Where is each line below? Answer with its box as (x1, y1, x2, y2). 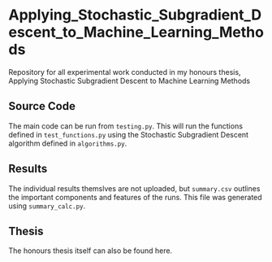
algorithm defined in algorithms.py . (8, 138, 127, 148)
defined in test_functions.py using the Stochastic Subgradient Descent (8, 129, 249, 139)
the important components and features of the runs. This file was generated (8, 192, 262, 202)
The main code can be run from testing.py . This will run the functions (8, 120, 244, 131)
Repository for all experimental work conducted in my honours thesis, (8, 67, 241, 76)
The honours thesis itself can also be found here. (8, 246, 173, 255)
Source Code (8, 99, 76, 113)
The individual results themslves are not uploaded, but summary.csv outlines (8, 183, 261, 193)
